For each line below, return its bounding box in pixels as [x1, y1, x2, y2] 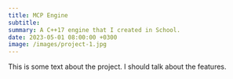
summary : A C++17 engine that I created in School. [8, 26, 180, 34]
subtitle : [8, 19, 41, 27]
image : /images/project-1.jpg [8, 41, 107, 48]
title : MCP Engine [8, 11, 68, 20]
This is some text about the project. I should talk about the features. [8, 62, 227, 71]
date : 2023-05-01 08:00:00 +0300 [8, 33, 118, 41]
